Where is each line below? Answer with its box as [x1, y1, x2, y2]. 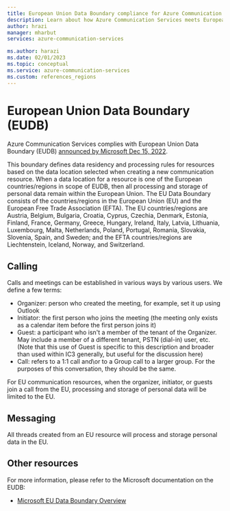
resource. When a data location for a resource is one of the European [7, 175, 203, 184]
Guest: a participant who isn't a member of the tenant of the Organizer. [16, 328, 217, 336]
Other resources [7, 458, 79, 469]
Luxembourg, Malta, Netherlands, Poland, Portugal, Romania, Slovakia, [7, 226, 207, 234]
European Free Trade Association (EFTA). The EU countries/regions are [7, 204, 208, 212]
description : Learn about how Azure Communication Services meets [7, 16, 201, 23]
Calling [7, 260, 38, 272]
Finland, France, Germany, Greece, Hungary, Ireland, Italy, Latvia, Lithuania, [7, 219, 220, 227]
